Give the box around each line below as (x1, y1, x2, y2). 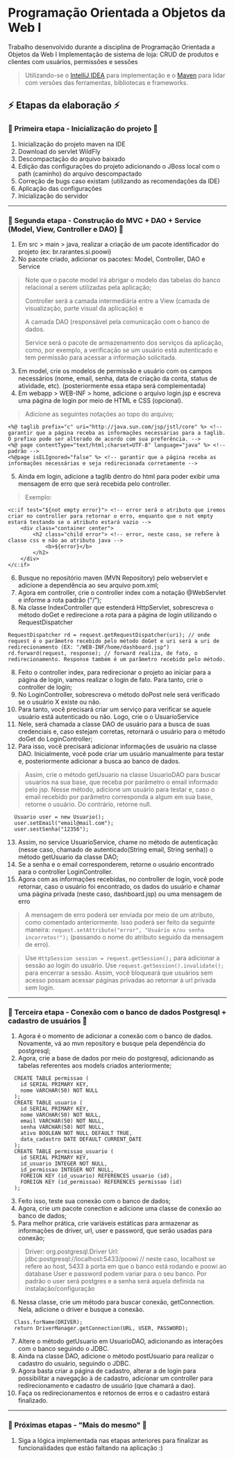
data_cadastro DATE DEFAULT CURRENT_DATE (20, 1136, 142, 1143)
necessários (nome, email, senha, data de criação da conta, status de (17, 374, 217, 383)
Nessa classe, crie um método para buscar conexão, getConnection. (17, 1298, 215, 1306)
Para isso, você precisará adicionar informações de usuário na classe (17, 742, 217, 750)
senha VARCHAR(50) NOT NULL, (20, 1124, 105, 1131)
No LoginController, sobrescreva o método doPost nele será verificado (17, 690, 221, 698)
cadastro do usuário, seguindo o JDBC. (17, 1359, 131, 1368)
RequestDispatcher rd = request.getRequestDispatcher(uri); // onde (8, 631, 210, 638)
